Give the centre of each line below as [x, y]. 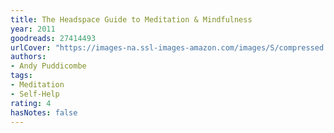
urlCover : [31, 47]
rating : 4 [31, 103]
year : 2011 [33, 29]
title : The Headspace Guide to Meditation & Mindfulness [131, 19]
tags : [21, 76]
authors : [28, 57]
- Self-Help [35, 94]
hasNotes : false [44, 112]
